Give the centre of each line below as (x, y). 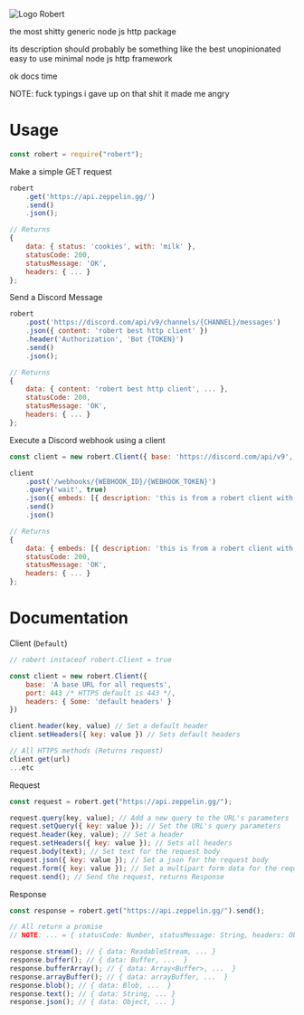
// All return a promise (56, 927)
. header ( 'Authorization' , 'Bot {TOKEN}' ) (104, 339)
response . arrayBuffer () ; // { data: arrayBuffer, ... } (119, 977)
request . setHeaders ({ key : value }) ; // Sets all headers (121, 843)
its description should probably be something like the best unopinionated (145, 49)
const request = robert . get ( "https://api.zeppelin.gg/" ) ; (121, 802)
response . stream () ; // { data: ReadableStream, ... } (113, 952)
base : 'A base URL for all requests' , (99, 684)
